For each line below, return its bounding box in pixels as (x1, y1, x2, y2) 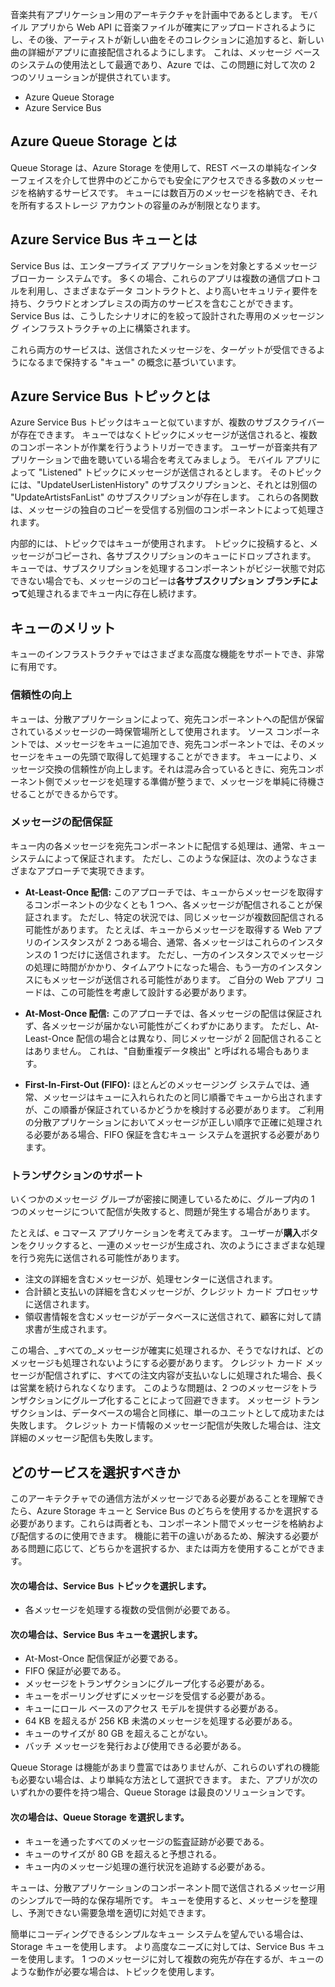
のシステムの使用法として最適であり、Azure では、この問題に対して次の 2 (10, 59, 316, 70)
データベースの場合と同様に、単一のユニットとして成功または (71, 1407, 325, 1419)
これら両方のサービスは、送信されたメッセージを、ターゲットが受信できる (10, 343, 317, 355)
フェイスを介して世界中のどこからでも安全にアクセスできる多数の (18, 174, 289, 186)
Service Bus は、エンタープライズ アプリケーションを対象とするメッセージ (10, 259, 318, 272)
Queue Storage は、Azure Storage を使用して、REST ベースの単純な (10, 161, 292, 173)
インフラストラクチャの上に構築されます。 (21, 322, 196, 334)
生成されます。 (51, 1323, 113, 1335)
